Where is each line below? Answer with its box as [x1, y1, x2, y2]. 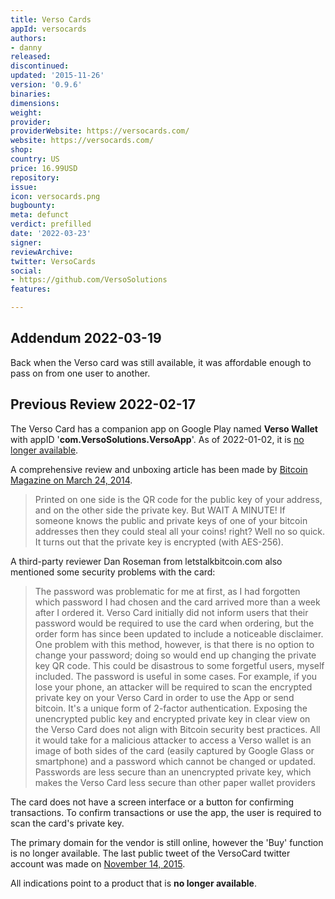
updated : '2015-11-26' [10, 71, 105, 81]
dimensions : [10, 98, 60, 108]
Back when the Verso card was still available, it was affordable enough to [10, 356, 312, 368]
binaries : [10, 89, 52, 99]
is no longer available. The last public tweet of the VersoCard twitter [10, 847, 291, 859]
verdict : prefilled [10, 219, 92, 230]
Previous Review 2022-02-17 [10, 396, 196, 413]
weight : [10, 107, 43, 118]
